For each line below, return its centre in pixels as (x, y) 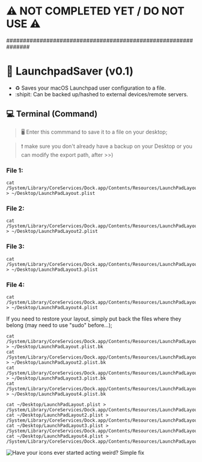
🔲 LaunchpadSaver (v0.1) (70, 71)
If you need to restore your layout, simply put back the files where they (94, 319)
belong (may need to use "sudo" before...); (59, 325)
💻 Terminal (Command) (52, 114)
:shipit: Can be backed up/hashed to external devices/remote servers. (101, 94)
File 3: (16, 247)
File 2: (15, 208)
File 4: (16, 285)
